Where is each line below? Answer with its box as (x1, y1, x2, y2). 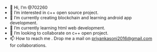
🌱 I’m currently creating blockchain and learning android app (9, 15, 132, 20)
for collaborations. (9, 42, 47, 48)
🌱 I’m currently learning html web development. (9, 25, 106, 31)
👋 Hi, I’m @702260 (9, 5, 48, 10)
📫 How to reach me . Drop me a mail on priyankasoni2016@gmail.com (9, 36, 153, 41)
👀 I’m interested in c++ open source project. (9, 10, 99, 15)
